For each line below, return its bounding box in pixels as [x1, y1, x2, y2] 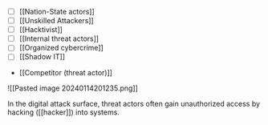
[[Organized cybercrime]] [18, 43, 104, 53]
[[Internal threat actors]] [18, 34, 99, 43]
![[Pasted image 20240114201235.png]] [7, 83, 138, 93]
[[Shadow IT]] [18, 52, 66, 62]
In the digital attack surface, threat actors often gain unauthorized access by [7, 99, 261, 109]
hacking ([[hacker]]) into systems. [7, 107, 120, 117]
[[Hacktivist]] [18, 25, 63, 34]
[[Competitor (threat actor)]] [18, 68, 113, 78]
